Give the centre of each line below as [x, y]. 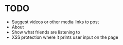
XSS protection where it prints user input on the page [65, 37]
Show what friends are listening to [46, 32]
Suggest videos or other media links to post [55, 22]
